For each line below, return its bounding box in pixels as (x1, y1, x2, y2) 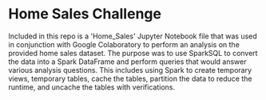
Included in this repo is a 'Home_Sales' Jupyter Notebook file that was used (8, 31, 257, 41)
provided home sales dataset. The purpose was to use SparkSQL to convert (8, 48, 258, 58)
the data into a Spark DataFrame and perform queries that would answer (8, 57, 247, 66)
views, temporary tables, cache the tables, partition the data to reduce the (8, 74, 252, 83)
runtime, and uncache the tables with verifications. (8, 82, 176, 92)
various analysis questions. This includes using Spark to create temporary (8, 65, 252, 74)
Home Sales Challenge (8, 5, 162, 23)
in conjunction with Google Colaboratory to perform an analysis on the (8, 39, 240, 49)
